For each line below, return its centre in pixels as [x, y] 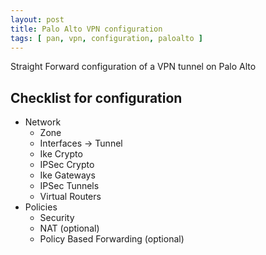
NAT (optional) [69, 228]
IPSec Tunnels [69, 186]
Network [43, 122]
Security [57, 218]
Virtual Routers [70, 197]
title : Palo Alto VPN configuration [86, 29]
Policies [41, 207]
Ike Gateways [67, 175]
